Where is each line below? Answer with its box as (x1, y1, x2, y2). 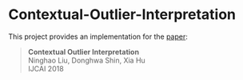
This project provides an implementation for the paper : (8, 32, 188, 41)
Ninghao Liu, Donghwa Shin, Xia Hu (27, 55, 145, 65)
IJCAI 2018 (27, 63, 64, 73)
